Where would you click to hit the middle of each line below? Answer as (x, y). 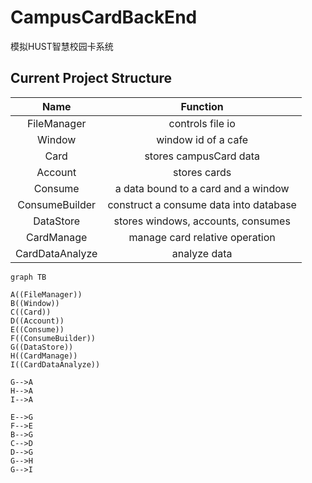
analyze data (202, 253)
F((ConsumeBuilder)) (53, 338)
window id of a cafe (202, 139)
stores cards (202, 172)
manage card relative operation (202, 237)
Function (202, 106)
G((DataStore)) (42, 347)
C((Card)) (31, 312)
